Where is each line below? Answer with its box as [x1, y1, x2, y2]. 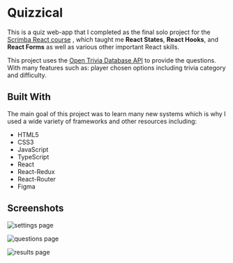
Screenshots [7, 202, 64, 214]
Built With [7, 91, 51, 103]
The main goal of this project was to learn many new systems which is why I [7, 109, 226, 118]
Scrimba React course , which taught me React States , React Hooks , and [7, 35, 218, 43]
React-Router [17, 175, 56, 183]
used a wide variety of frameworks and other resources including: [7, 117, 197, 125]
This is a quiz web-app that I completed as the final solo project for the [7, 28, 211, 36]
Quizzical [7, 5, 63, 21]
